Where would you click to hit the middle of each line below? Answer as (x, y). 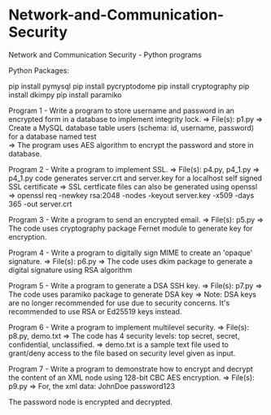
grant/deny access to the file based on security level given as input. (122, 353)
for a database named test (52, 136)
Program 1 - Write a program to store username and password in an (121, 110)
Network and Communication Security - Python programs (105, 54)
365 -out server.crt (40, 204)
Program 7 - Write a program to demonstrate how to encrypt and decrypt (131, 369)
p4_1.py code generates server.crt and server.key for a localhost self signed (135, 178)
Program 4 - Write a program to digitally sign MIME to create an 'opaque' (131, 253)
